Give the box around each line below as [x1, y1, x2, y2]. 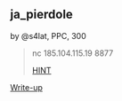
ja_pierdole [10, 7, 74, 22]
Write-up [10, 82, 44, 92]
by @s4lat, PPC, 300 [10, 30, 87, 41]
